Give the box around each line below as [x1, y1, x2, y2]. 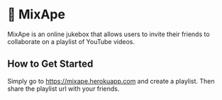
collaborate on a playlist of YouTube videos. [7, 37, 135, 45]
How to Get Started [7, 58, 94, 70]
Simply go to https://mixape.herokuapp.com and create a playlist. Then [7, 77, 215, 85]
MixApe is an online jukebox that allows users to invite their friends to [7, 30, 211, 38]
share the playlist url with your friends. [7, 84, 120, 93]
